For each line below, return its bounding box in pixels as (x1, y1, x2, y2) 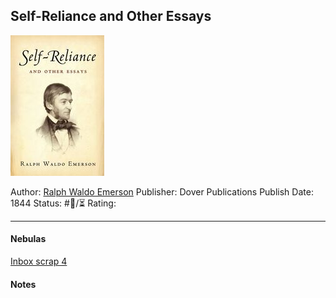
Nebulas (10, 233, 47, 245)
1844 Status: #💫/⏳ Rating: (10, 197, 117, 209)
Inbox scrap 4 (10, 255, 68, 268)
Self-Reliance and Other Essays (10, 8, 212, 25)
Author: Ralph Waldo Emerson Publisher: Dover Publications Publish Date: (10, 185, 314, 198)
